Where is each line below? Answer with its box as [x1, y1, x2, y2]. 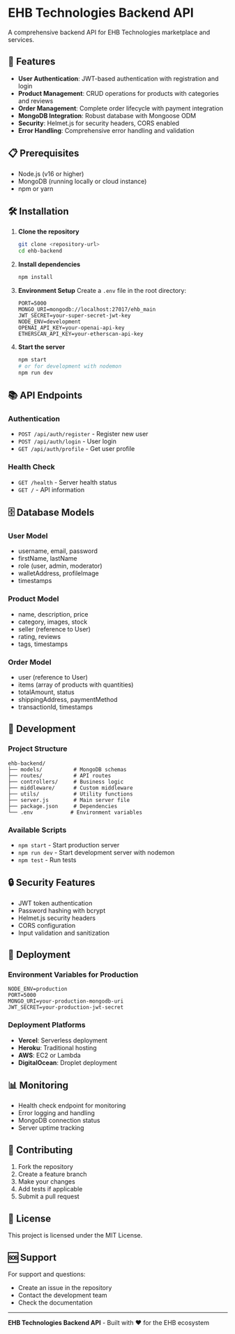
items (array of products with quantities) [17, 680, 134, 689]
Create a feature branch [17, 1170, 87, 1179]
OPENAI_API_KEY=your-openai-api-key [17, 324, 125, 331]
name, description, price [17, 610, 89, 618]
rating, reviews [17, 632, 61, 640]
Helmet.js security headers [17, 914, 96, 922]
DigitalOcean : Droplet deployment [17, 1058, 117, 1067]
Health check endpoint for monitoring [17, 1101, 126, 1110]
